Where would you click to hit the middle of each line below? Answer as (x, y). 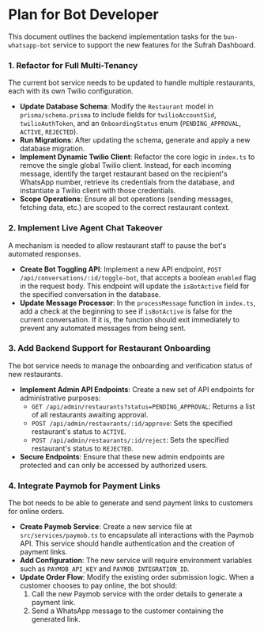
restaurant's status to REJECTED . (82, 448)
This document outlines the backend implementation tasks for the (115, 36)
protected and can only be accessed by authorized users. (113, 465)
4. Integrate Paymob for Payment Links (84, 485)
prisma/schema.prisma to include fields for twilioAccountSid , (118, 115)
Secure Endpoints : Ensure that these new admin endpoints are (122, 456)
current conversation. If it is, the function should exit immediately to (129, 319)
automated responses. (45, 253)
